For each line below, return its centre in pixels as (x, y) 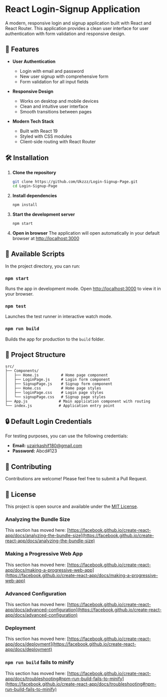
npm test (16, 306)
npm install (25, 205)
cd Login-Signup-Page (35, 186)
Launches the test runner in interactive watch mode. (59, 317)
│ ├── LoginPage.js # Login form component (58, 379)
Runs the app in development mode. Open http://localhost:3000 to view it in (83, 289)
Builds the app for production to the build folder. (55, 339)
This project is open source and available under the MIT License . (72, 507)
